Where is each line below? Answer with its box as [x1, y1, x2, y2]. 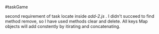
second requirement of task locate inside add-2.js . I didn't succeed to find [5, 13, 154, 19]
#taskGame [5, 4, 28, 10]
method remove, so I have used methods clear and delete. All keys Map [5, 19, 148, 24]
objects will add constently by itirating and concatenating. [5, 23, 120, 29]
